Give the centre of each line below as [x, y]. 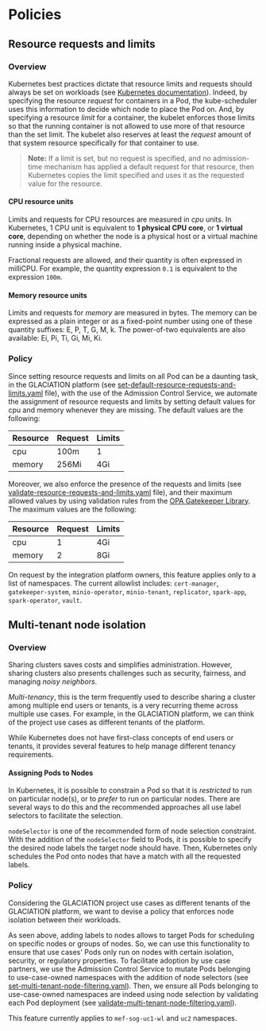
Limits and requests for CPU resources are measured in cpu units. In [120, 219]
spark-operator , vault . [45, 600]
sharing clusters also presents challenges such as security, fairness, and [127, 674]
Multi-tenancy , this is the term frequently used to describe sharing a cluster [132, 697]
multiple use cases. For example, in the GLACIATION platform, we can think [131, 714]
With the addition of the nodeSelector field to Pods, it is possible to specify [130, 840]
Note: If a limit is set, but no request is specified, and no [120, 158]
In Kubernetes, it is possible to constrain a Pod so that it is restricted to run [130, 790]
